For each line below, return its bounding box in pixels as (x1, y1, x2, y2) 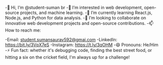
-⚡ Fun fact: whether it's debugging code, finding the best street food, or (5, 48, 152, 53)
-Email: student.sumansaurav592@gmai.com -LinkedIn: (5, 37, 117, 42)
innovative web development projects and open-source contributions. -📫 (5, 20, 154, 26)
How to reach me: (5, 27, 41, 33)
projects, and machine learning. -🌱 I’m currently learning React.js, (20, 10, 153, 16)
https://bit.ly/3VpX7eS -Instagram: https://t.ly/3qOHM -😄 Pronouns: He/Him (5, 42, 159, 48)
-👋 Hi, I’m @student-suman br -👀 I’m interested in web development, (5, 5, 143, 10)
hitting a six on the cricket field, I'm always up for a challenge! (5, 54, 130, 60)
